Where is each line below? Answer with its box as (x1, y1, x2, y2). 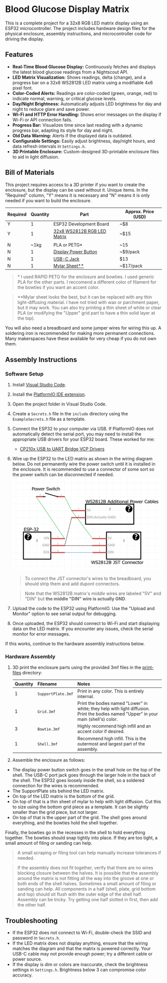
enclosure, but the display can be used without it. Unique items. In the (5, 187, 148, 193)
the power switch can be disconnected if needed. (12, 472, 114, 477)
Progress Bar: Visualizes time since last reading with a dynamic (12, 122, 143, 128)
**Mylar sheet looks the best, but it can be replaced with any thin (17, 294, 153, 300)
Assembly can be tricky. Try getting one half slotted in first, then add (17, 897, 158, 903)
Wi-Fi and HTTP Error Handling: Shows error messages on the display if (12, 111, 162, 117)
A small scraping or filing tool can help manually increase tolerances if (17, 850, 162, 856)
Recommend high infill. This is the (77, 735, 147, 741)
